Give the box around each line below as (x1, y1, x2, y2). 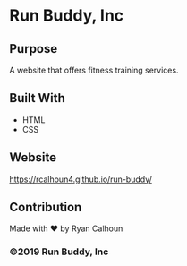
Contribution (9, 200, 82, 215)
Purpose (9, 41, 58, 56)
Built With (9, 90, 65, 106)
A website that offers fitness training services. (9, 64, 179, 75)
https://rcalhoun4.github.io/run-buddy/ (9, 174, 152, 184)
